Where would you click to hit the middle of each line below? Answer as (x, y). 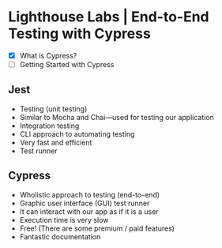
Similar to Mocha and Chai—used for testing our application (117, 117)
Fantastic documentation (60, 236)
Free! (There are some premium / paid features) (97, 228)
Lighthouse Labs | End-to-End (109, 17)
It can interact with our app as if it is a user (89, 211)
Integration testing (49, 126)
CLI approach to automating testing (77, 133)
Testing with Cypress (80, 34)
